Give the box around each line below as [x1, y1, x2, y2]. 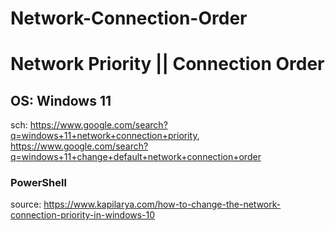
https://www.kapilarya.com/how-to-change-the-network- [43, 198, 282, 211]
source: [10, 198, 42, 211]
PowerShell [10, 176, 67, 190]
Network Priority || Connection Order [10, 53, 325, 76]
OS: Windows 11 [10, 92, 112, 109]
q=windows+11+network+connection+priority [10, 130, 198, 142]
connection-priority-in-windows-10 [10, 209, 156, 221]
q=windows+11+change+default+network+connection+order [10, 151, 262, 163]
